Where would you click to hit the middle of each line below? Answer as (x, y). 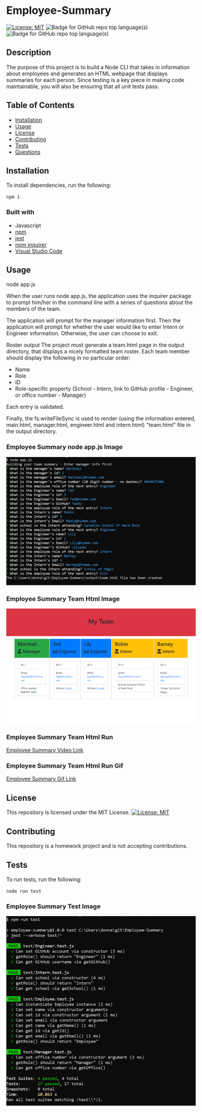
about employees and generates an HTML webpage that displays (87, 74)
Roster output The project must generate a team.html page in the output (95, 345)
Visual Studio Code (39, 251)
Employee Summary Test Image (54, 906)
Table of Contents (41, 105)
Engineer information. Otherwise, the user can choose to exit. (82, 333)
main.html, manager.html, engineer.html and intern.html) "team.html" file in (99, 425)
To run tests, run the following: (44, 879)
